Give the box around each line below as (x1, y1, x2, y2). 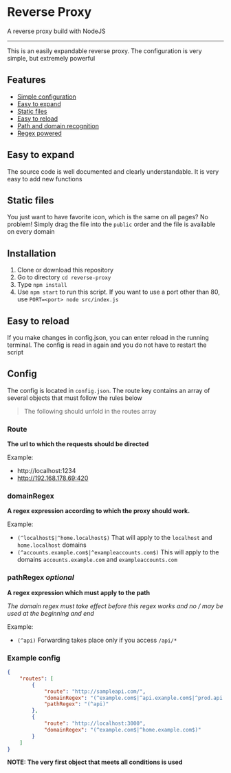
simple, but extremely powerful (7, 54, 96, 62)
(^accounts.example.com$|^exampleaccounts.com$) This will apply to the (16, 548, 219, 556)
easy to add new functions (7, 174, 82, 183)
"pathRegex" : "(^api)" (43, 701, 109, 707)
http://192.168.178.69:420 (16, 474, 89, 483)
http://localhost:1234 (16, 467, 76, 475)
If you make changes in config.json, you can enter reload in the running (7, 334, 210, 341)
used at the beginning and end (7, 609, 94, 617)
